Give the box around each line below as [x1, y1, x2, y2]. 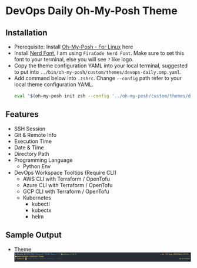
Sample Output [5, 230, 62, 240]
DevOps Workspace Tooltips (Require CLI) [14, 169, 117, 176]
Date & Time [14, 143, 45, 151]
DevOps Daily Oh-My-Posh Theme [5, 4, 178, 18]
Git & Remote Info [14, 131, 57, 138]
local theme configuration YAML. [14, 81, 94, 88]
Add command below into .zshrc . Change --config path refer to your [14, 75, 182, 81]
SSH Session [14, 125, 46, 132]
